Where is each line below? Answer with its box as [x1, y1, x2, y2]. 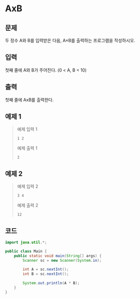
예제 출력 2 [17, 203, 38, 208]
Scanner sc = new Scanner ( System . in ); [23, 258, 102, 263]
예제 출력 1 [17, 145, 38, 151]
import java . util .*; [5, 240, 47, 245]
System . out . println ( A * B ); [23, 281, 80, 286]
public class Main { [5, 249, 47, 253]
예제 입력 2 [17, 184, 38, 189]
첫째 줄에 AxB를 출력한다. [5, 96, 54, 103]
